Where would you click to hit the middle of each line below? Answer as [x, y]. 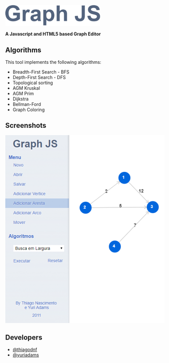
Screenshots [26, 125]
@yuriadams [26, 355]
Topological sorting [33, 83]
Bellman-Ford [27, 104]
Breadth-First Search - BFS [41, 72]
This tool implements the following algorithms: [53, 62]
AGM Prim [23, 94]
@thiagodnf [25, 350]
